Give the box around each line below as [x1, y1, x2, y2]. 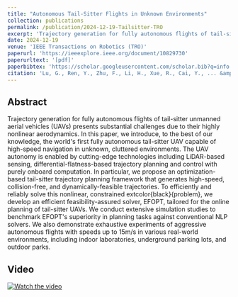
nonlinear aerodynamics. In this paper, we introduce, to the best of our [7, 130, 213, 138]
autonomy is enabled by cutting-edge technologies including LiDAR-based [7, 152, 225, 161]
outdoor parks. [7, 242, 51, 252]
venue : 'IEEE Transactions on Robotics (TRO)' [7, 43, 147, 50]
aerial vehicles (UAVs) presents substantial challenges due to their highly [7, 122, 220, 131]
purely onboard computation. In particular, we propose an [7, 167, 176, 176]
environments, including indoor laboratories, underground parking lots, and [7, 235, 227, 244]
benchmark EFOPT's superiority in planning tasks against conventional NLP [7, 213, 228, 221]
